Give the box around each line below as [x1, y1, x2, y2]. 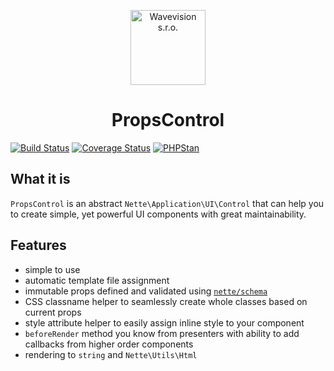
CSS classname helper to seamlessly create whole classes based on [24, 295, 308, 307]
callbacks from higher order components [24, 338, 194, 350]
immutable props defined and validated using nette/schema [24, 285, 268, 297]
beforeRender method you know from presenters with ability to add [24, 327, 300, 339]
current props [24, 306, 82, 318]
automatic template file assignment [24, 274, 170, 286]
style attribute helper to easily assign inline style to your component [24, 316, 305, 329]
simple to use [24, 263, 81, 275]
